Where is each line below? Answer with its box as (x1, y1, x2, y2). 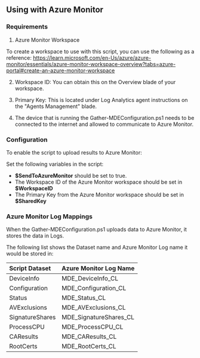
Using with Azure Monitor (6, 5, 103, 15)
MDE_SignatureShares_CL (61, 313, 135, 322)
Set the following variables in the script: (6, 161, 104, 168)
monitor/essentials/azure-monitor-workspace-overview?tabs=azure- (6, 60, 176, 67)
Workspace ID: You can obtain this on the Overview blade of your (14, 78, 176, 85)
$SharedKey (14, 197, 47, 205)
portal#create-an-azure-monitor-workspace (6, 67, 115, 74)
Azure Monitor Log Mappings (6, 212, 93, 220)
